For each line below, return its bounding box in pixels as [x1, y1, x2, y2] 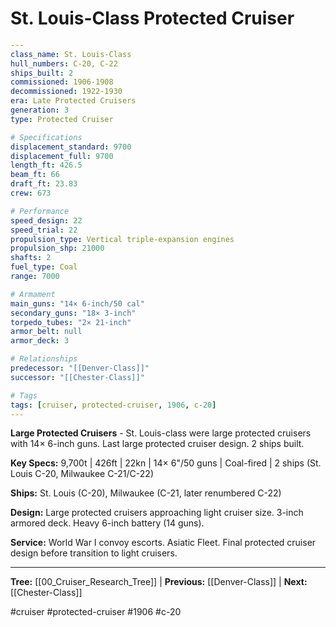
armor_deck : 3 [10, 336, 70, 346]
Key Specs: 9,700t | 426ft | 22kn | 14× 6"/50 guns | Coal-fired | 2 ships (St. [10, 457, 322, 469]
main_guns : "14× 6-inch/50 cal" [10, 298, 145, 309]
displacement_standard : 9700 [10, 142, 132, 152]
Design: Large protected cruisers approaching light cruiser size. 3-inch [10, 507, 304, 519]
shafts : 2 [10, 253, 52, 263]
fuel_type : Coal [10, 262, 78, 272]
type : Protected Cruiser [10, 114, 114, 124]
